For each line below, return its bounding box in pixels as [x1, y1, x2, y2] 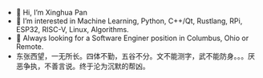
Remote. [15, 42, 44, 51]
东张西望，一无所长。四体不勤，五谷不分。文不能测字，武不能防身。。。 [15, 51, 249, 60]
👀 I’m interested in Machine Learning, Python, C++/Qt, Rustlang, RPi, [15, 16, 243, 26]
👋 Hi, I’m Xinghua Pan [15, 8, 88, 17]
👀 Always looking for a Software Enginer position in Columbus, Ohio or [15, 33, 249, 43]
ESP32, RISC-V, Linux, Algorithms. [15, 25, 130, 34]
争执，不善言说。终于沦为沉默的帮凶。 [22, 61, 150, 71]
